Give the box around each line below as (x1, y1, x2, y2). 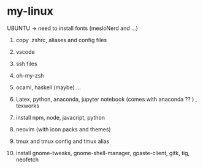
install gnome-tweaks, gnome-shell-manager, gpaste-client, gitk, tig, (15, 149, 190, 156)
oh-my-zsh (15, 71, 45, 79)
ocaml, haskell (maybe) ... (15, 84, 82, 91)
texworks (15, 102, 39, 109)
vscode (15, 48, 36, 56)
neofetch (15, 156, 39, 163)
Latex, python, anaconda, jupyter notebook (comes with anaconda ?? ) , (15, 95, 197, 103)
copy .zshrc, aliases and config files (15, 36, 107, 43)
